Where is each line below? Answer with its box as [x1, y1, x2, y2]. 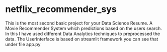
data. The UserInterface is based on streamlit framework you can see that [5, 36, 158, 42]
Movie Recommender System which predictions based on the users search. [5, 25, 162, 31]
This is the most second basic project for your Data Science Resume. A [5, 20, 153, 26]
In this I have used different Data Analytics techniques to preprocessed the [5, 30, 160, 36]
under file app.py [5, 41, 41, 47]
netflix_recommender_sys [5, 3, 117, 15]
